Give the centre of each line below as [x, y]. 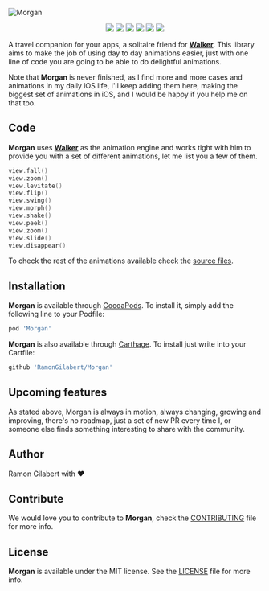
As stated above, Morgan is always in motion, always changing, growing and [135, 412]
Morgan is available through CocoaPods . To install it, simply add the [121, 306]
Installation [37, 286]
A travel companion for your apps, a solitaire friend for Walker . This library [131, 45]
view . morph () [30, 208]
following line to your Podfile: [57, 314]
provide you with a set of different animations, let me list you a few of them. [133, 156]
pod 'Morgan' [30, 329]
